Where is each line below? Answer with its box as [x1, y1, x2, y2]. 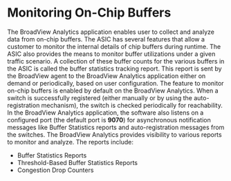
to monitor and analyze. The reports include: [7, 137, 133, 146]
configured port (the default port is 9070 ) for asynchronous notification [7, 115, 211, 124]
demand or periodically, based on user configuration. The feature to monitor [7, 79, 224, 87]
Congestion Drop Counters [17, 166, 94, 174]
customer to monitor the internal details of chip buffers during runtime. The [7, 42, 221, 50]
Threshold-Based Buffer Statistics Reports [17, 158, 138, 166]
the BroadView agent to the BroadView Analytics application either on [7, 71, 206, 80]
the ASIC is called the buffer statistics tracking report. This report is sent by [7, 64, 223, 73]
